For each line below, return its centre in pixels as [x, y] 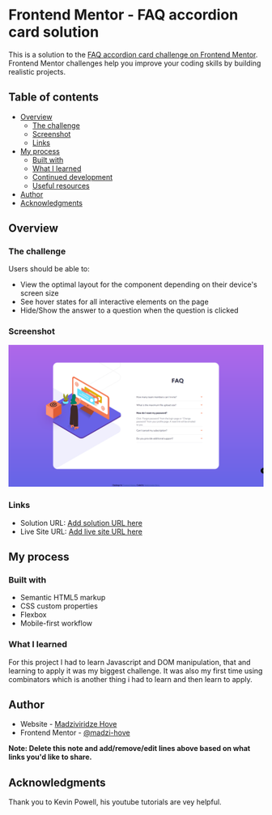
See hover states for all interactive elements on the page [114, 302]
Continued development [72, 177]
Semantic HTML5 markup [63, 598]
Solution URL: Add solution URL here [81, 523]
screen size [39, 293]
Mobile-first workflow [56, 623]
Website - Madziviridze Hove [68, 724]
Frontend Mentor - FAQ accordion [123, 15]
